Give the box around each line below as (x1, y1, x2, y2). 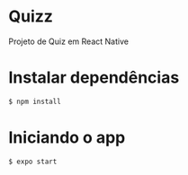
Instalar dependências (8, 67, 180, 88)
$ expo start (8, 157, 58, 166)
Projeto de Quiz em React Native (8, 36, 130, 47)
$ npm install (8, 97, 62, 106)
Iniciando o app (8, 127, 126, 147)
